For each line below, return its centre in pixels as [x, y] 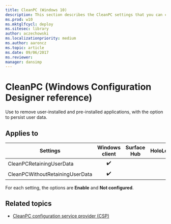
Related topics [28, 204]
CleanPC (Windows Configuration [78, 87]
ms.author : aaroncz [26, 43]
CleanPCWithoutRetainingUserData [50, 174]
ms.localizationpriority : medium [41, 39]
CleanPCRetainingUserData [41, 164]
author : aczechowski [27, 34]
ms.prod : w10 [19, 19]
